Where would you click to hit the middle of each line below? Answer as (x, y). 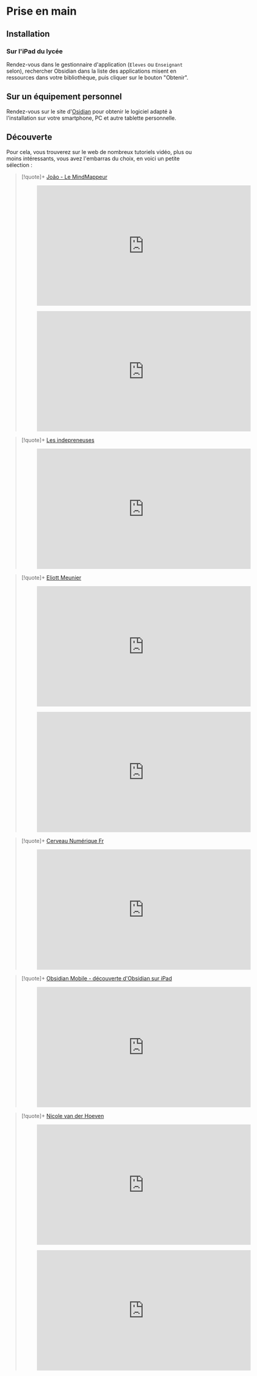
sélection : (19, 165)
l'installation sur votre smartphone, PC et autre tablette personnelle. (92, 118)
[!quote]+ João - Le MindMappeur (64, 177)
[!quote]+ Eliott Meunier (51, 577)
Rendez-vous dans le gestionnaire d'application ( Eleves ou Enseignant (95, 64)
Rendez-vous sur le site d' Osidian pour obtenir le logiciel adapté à (89, 111)
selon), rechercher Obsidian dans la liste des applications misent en (92, 71)
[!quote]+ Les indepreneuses (58, 440)
